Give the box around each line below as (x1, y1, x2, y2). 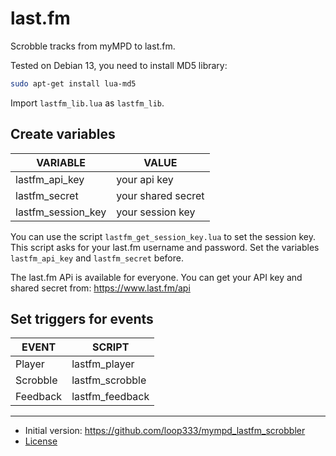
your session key (116, 205, 196, 219)
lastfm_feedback (71, 390, 150, 404)
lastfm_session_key (15, 205, 107, 219)
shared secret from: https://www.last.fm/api (10, 282, 191, 294)
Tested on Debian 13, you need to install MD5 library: (10, 59, 228, 71)
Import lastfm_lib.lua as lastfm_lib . (10, 97, 165, 109)
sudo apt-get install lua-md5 (10, 78, 137, 89)
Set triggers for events (10, 311, 154, 328)
